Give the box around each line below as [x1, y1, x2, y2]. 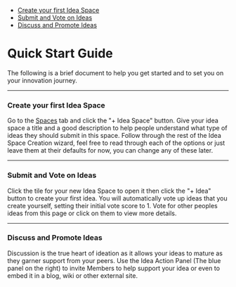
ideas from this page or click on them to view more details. [7, 209, 177, 217]
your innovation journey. [7, 76, 77, 84]
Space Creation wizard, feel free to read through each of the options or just [7, 139, 225, 147]
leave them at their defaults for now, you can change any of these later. [7, 146, 214, 155]
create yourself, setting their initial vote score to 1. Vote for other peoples [7, 201, 218, 210]
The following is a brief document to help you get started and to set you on [7, 68, 224, 77]
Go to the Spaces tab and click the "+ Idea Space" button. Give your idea [7, 116, 219, 125]
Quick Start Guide [7, 46, 114, 62]
